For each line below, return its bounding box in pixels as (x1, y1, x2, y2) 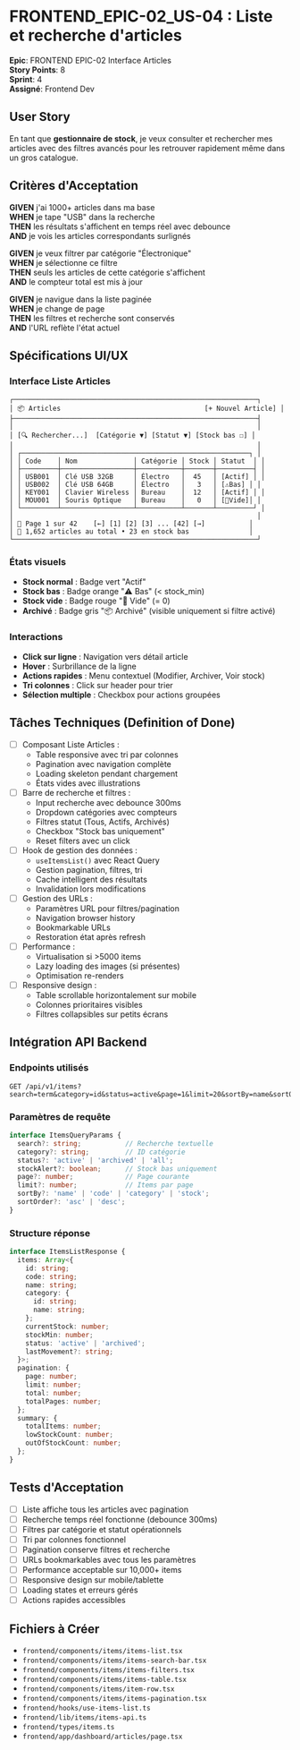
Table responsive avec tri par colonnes (35, 749, 179, 760)
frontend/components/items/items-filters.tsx (21, 1666, 195, 1675)
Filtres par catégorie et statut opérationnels (21, 1524, 182, 1534)
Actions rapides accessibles (21, 1595, 127, 1606)
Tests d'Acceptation (9, 1480, 124, 1496)
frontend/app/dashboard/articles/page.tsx (21, 1732, 183, 1742)
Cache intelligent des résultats (35, 874, 147, 884)
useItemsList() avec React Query (35, 855, 161, 866)
